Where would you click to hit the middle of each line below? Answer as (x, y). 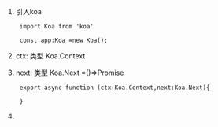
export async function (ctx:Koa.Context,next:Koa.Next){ (115, 88)
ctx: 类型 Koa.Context (50, 56)
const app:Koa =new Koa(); (63, 40)
